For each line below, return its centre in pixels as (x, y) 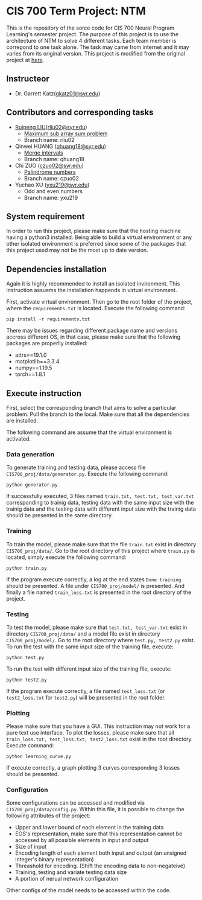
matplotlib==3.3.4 (37, 362)
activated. (19, 439)
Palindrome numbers (50, 172)
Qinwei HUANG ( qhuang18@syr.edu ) (61, 146)
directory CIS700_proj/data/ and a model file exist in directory (83, 634)
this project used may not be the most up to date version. (77, 250)
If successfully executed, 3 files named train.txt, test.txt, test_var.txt (100, 496)
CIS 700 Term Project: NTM (76, 11)
